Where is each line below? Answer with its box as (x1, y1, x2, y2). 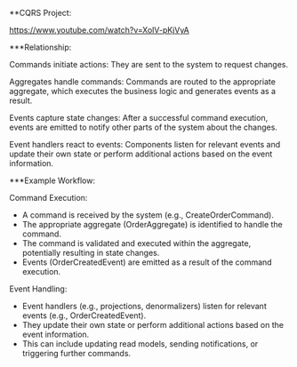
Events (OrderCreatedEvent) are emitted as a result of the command (21, 257, 273, 267)
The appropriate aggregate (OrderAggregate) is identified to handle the (21, 219, 283, 229)
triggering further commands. (21, 348, 132, 358)
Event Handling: (9, 283, 68, 294)
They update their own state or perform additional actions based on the (21, 320, 285, 330)
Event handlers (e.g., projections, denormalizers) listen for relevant (21, 301, 267, 311)
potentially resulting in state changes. (21, 248, 160, 258)
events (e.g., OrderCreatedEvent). (21, 310, 147, 321)
